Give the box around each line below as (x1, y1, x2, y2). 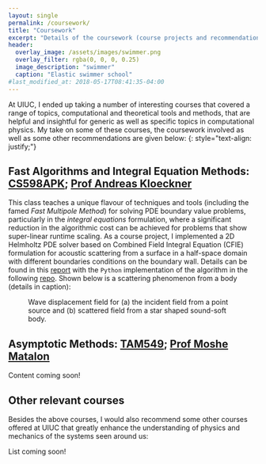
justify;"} (8, 142, 37, 151)
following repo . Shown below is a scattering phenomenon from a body (8, 274, 237, 283)
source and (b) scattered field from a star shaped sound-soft (28, 306, 227, 315)
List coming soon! (8, 447, 66, 456)
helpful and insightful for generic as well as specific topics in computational (8, 116, 255, 126)
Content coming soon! (8, 371, 81, 380)
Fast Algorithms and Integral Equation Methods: (8, 164, 250, 178)
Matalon (8, 349, 50, 363)
